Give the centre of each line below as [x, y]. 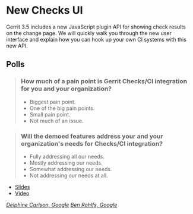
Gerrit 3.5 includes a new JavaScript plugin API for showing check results [96, 27]
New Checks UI [45, 10]
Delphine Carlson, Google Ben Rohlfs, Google [62, 204]
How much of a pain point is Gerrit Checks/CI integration [104, 81]
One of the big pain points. [62, 108]
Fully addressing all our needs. [67, 156]
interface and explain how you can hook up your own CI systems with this [96, 39]
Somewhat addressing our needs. [71, 169]
